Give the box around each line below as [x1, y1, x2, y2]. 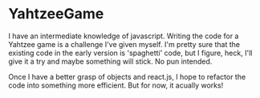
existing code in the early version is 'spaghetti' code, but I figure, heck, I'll [8, 48, 253, 57]
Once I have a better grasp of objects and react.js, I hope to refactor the [8, 72, 246, 81]
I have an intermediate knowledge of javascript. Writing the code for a [8, 31, 239, 41]
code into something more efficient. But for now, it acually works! [8, 80, 224, 90]
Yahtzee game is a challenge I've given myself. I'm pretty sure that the [8, 39, 241, 49]
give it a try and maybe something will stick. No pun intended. [8, 57, 213, 66]
